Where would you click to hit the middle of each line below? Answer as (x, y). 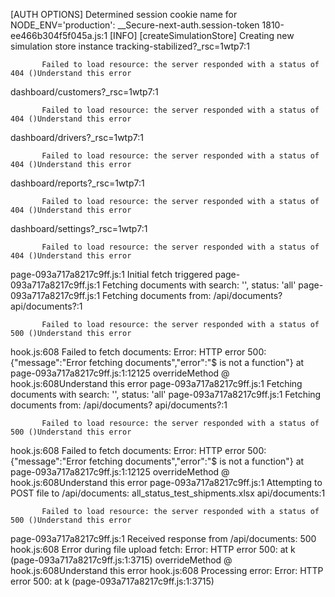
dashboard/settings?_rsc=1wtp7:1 (79, 228)
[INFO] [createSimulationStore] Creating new (202, 35)
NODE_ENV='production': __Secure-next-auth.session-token (135, 25)
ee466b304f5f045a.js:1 (59, 35)
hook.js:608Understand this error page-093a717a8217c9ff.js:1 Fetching (156, 383)
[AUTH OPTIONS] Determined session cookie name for (124, 14)
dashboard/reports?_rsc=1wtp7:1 (77, 183)
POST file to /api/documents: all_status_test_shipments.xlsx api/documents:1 (168, 493)
